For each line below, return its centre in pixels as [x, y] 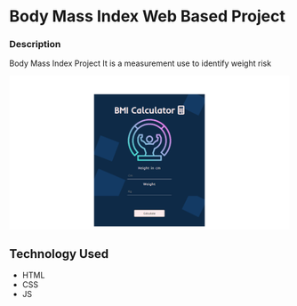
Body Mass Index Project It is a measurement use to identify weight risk [140, 63]
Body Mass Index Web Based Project [148, 16]
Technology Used [59, 254]
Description [35, 44]
